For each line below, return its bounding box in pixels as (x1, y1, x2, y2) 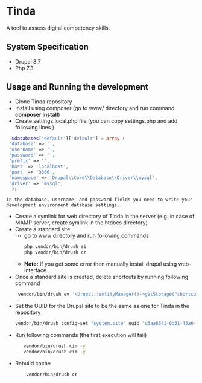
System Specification (6, 42, 89, 52)
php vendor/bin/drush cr (24, 249, 87, 255)
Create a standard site (14, 226, 71, 233)
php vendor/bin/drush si (24, 244, 87, 250)
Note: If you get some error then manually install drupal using (24, 260, 177, 267)
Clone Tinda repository (14, 98, 72, 105)
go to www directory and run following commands (24, 232, 150, 240)
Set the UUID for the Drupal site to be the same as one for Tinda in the (14, 302, 190, 309)
